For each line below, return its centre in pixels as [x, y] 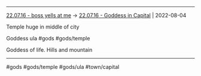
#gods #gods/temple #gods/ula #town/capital [63, 67]
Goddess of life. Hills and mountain [49, 50]
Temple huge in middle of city [43, 27]
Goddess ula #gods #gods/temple [48, 38]
